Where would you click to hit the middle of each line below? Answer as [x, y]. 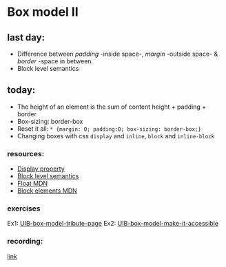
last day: [26, 38]
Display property [41, 169]
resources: [26, 153]
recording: [25, 242]
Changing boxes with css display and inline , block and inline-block [116, 136]
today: [21, 90]
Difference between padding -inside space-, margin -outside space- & [117, 54]
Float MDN [32, 184]
